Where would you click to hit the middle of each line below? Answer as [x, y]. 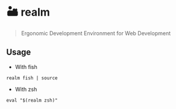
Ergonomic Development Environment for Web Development [96, 33]
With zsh [26, 89]
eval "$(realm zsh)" [32, 100]
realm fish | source [32, 78]
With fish [26, 67]
